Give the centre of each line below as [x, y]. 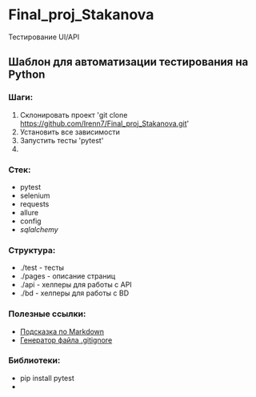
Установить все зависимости [70, 132]
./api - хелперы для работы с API [76, 285]
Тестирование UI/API [44, 37]
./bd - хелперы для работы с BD [74, 293]
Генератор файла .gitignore [66, 340]
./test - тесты [42, 268]
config [30, 221]
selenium [35, 195]
